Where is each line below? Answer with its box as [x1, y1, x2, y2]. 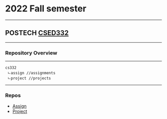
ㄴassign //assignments [7, 70, 56, 76]
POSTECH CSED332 [5, 29, 69, 37]
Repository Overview [5, 49, 58, 56]
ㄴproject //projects [7, 76, 51, 81]
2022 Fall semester [5, 3, 86, 14]
